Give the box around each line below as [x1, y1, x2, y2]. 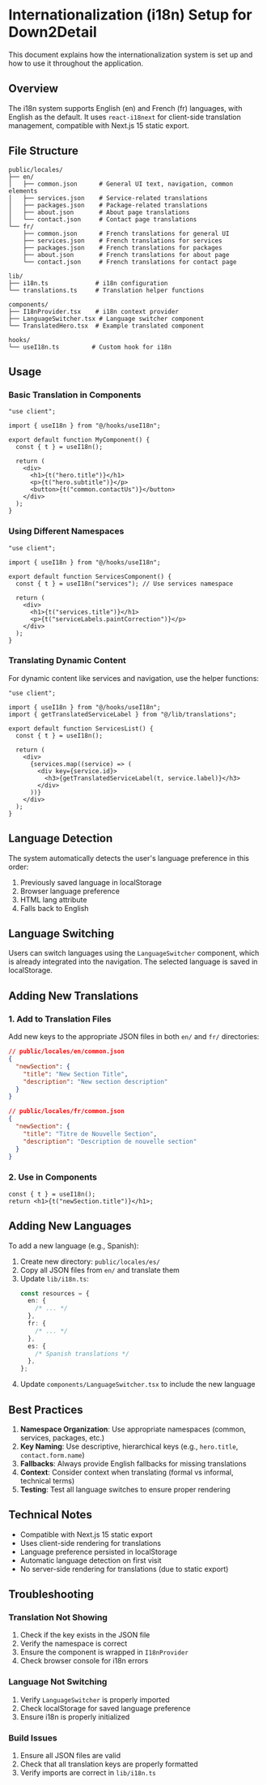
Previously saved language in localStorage [19, 877, 162, 887]
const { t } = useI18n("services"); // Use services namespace [15, 580, 233, 588]
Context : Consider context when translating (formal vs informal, [19, 1467, 234, 1477]
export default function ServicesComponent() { [8, 572, 172, 580]
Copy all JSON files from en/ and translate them [19, 1265, 180, 1274]
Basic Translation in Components [8, 389, 142, 400]
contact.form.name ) [19, 1449, 85, 1460]
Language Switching [8, 927, 115, 941]
